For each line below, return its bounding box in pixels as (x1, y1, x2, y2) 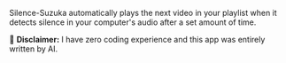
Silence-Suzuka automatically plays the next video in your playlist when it (9, 8, 277, 18)
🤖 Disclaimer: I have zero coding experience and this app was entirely (9, 35, 266, 44)
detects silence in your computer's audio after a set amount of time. (9, 17, 257, 28)
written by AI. (9, 43, 58, 54)
